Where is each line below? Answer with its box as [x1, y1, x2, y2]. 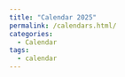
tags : [9, 46, 29, 55]
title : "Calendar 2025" [9, 12, 98, 22]
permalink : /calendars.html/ [9, 21, 117, 30]
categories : [9, 29, 53, 38]
